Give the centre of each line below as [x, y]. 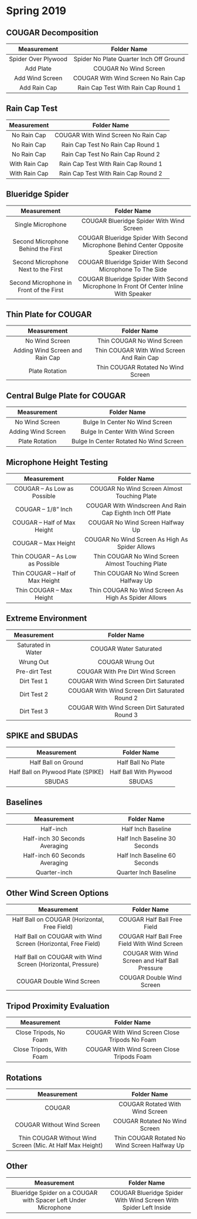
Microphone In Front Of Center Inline [133, 286]
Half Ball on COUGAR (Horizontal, [58, 919]
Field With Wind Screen [150, 944]
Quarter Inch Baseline [146, 872]
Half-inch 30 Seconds [54, 838]
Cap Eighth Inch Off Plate [136, 513]
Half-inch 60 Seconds [54, 855]
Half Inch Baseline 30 [146, 838]
